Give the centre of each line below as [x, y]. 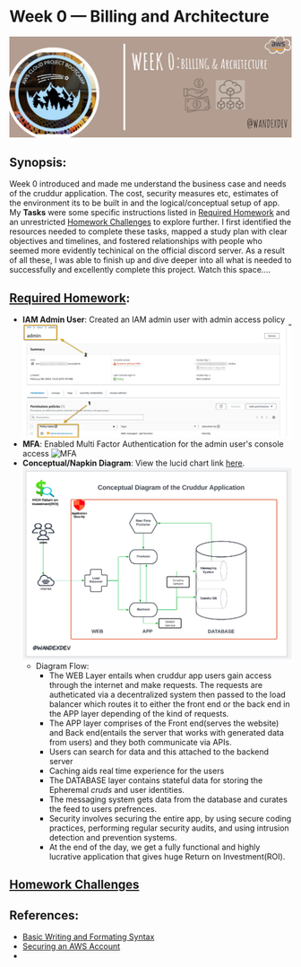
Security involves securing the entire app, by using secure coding [170, 818]
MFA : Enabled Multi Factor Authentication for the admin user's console [153, 444]
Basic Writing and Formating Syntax [88, 937]
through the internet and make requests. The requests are [155, 684]
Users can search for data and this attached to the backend [159, 752]
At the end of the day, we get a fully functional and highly [155, 847]
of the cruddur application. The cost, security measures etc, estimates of [144, 194]
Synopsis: [38, 162]
